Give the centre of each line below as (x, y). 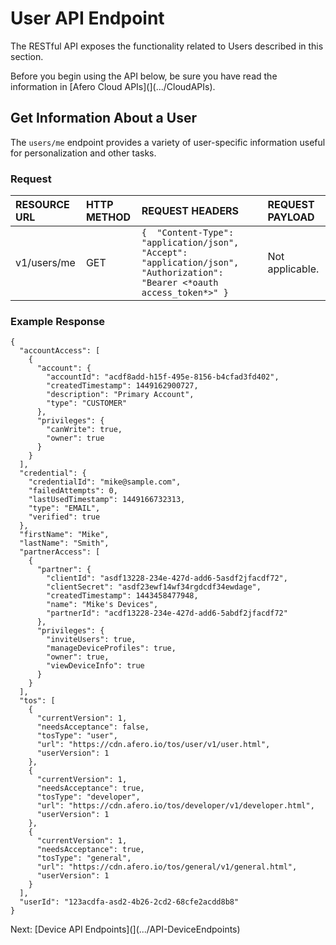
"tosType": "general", (84, 858)
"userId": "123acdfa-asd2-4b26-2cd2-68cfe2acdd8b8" (129, 902)
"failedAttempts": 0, (73, 491)
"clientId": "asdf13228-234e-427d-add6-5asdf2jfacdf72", (167, 578)
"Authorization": (182, 273)
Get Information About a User (103, 118)
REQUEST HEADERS (190, 211)
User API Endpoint (87, 18)
